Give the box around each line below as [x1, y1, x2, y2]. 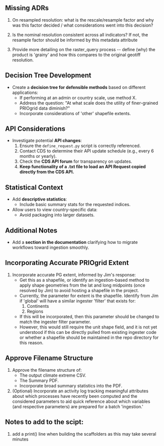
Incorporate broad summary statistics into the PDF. [19, 383, 122, 388]
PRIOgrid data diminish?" [19, 105, 70, 111]
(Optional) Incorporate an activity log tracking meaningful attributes [12, 388, 148, 394]
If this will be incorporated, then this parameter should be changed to [19, 313, 160, 319]
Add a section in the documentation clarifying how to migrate [12, 239, 138, 245]
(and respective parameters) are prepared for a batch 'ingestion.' [12, 403, 143, 410]
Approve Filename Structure [5, 354, 94, 362]
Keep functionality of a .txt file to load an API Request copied [19, 164, 146, 170]
